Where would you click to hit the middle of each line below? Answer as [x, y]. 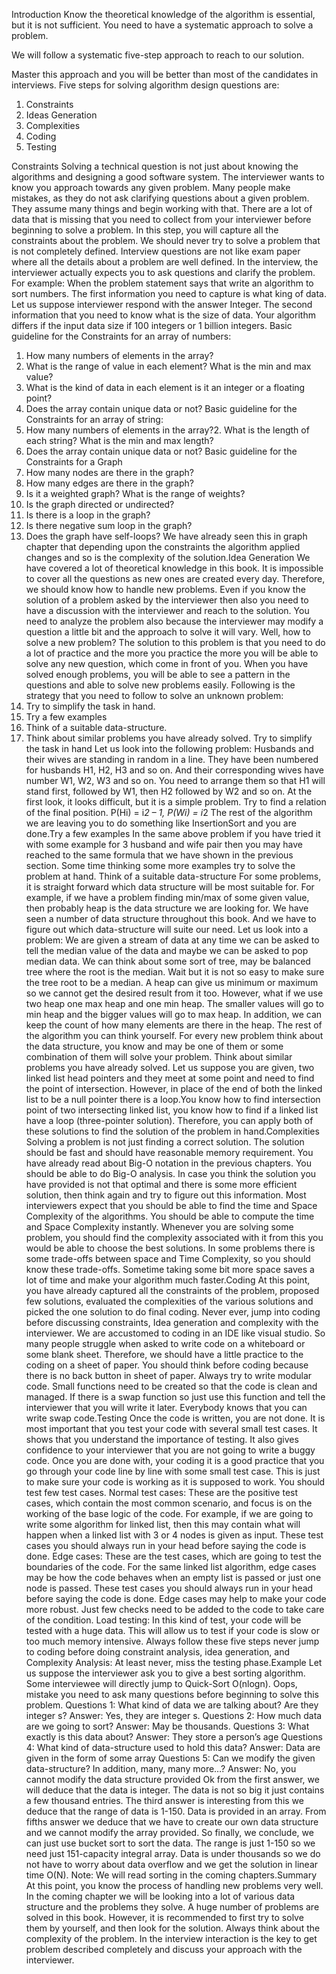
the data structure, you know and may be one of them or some [154, 1046]
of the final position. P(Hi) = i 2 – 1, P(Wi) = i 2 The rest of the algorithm [169, 812]
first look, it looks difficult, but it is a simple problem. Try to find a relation [176, 802]
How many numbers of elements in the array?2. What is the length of [167, 430]
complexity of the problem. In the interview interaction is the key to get [171, 1938]
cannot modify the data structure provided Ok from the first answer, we [172, 1779]
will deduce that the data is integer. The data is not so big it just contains [175, 1790]
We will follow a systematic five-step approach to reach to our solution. [158, 55]
